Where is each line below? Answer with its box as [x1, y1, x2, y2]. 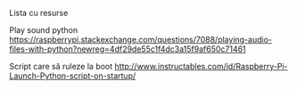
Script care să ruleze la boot [9, 61, 113, 71]
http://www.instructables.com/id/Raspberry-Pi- [114, 61, 288, 71]
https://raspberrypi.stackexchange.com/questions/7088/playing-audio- [9, 35, 273, 45]
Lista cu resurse [9, 8, 69, 18]
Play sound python [9, 25, 78, 35]
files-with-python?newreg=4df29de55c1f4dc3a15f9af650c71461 [9, 44, 247, 54]
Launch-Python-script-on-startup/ [9, 70, 136, 81]
